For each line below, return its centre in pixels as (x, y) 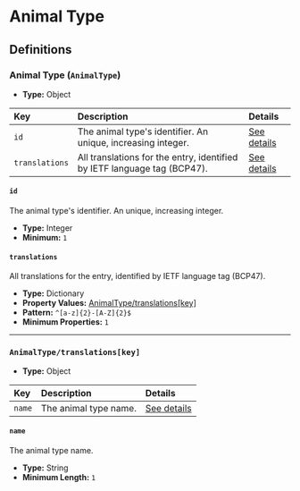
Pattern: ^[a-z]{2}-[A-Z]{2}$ (77, 313)
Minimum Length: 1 (59, 477)
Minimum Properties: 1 (65, 322)
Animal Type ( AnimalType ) (65, 75)
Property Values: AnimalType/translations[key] (109, 303)
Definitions (41, 50)
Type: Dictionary (53, 293)
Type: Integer (47, 228)
